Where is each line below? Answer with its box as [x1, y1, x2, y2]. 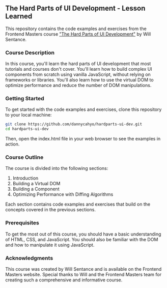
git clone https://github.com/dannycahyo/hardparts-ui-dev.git [5, 122, 143, 127]
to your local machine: [5, 112, 52, 118]
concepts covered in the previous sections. [5, 207, 96, 213]
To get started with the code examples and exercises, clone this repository [5, 106, 162, 112]
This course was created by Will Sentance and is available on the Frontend [5, 266, 162, 272]
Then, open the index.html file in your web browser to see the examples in [5, 136, 161, 142]
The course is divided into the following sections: [5, 165, 108, 171]
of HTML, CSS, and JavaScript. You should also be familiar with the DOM [5, 236, 158, 242]
